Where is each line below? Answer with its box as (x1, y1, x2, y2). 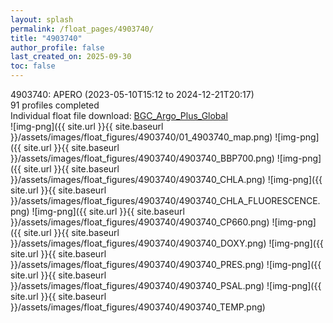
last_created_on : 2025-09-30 (10, 52, 132, 62)
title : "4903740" (10, 33, 83, 43)
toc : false (10, 61, 56, 71)
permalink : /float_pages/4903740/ (10, 24, 155, 34)
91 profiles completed (10, 99, 100, 111)
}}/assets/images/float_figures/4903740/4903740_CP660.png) (10, 216, 270, 228)
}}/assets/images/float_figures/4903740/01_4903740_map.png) (10, 131, 273, 143)
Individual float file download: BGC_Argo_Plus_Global (10, 110, 228, 121)
